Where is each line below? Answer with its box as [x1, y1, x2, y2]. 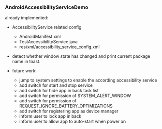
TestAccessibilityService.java [19, 39, 78, 45]
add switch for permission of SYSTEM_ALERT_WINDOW [19, 93, 132, 98]
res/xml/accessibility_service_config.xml [19, 44, 100, 50]
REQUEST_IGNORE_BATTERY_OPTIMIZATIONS [19, 103, 113, 109]
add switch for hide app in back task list [19, 88, 99, 94]
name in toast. [12, 59, 41, 64]
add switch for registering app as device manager [19, 108, 118, 114]
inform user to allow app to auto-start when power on [19, 118, 126, 125]
